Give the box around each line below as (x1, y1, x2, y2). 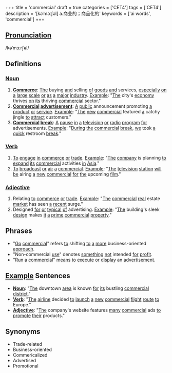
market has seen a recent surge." (12, 201, 83, 207)
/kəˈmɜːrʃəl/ (5, 45, 29, 51)
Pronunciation (5, 31, 52, 40)
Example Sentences (5, 271, 70, 280)
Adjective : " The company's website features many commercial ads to (12, 307, 161, 313)
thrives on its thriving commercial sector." (12, 97, 101, 104)
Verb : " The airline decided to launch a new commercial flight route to (12, 296, 160, 302)
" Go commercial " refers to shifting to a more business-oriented (12, 240, 146, 246)
